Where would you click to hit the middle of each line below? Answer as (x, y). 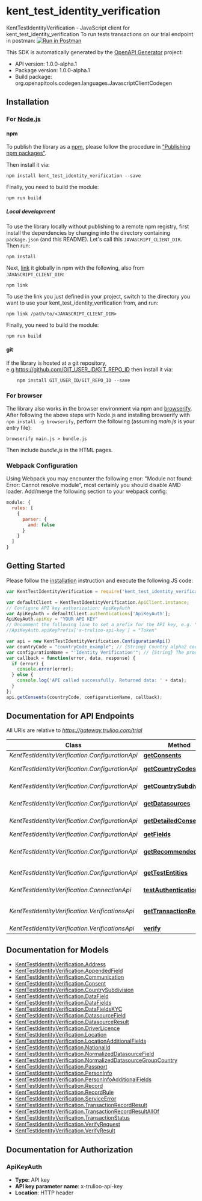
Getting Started (36, 566)
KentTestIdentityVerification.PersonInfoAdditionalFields (83, 1079)
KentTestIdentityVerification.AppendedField (69, 971)
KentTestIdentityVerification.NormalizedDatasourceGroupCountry (96, 1060)
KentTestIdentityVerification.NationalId (63, 1047)
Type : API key (32, 1180)
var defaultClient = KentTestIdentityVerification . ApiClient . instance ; (98, 602)
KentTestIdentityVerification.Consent (60, 984)
